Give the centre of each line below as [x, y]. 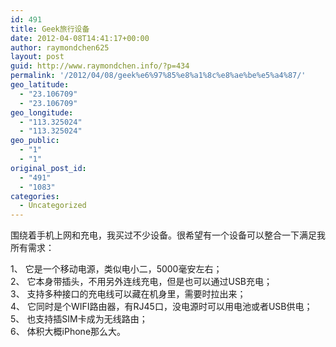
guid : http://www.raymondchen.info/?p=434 [100, 66]
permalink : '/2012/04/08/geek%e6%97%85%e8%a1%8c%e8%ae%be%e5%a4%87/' [158, 76]
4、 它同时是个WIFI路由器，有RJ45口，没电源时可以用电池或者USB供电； [161, 307]
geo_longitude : [42, 112]
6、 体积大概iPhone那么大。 [68, 332]
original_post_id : [48, 168]
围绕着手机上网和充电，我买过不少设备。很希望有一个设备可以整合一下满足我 [168, 235]
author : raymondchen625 [60, 47]
